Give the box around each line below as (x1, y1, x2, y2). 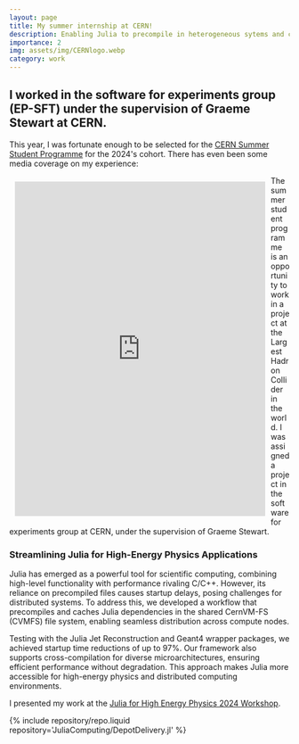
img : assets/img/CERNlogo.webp (9, 46, 125, 55)
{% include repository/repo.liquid (9, 715, 131, 726)
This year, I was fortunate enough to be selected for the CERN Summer (9, 139, 270, 150)
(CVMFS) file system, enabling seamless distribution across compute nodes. (9, 616, 290, 627)
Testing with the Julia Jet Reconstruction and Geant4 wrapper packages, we (9, 633, 290, 644)
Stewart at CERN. (9, 115, 108, 130)
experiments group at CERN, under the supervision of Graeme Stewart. (9, 525, 270, 536)
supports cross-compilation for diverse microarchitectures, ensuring (9, 652, 260, 663)
